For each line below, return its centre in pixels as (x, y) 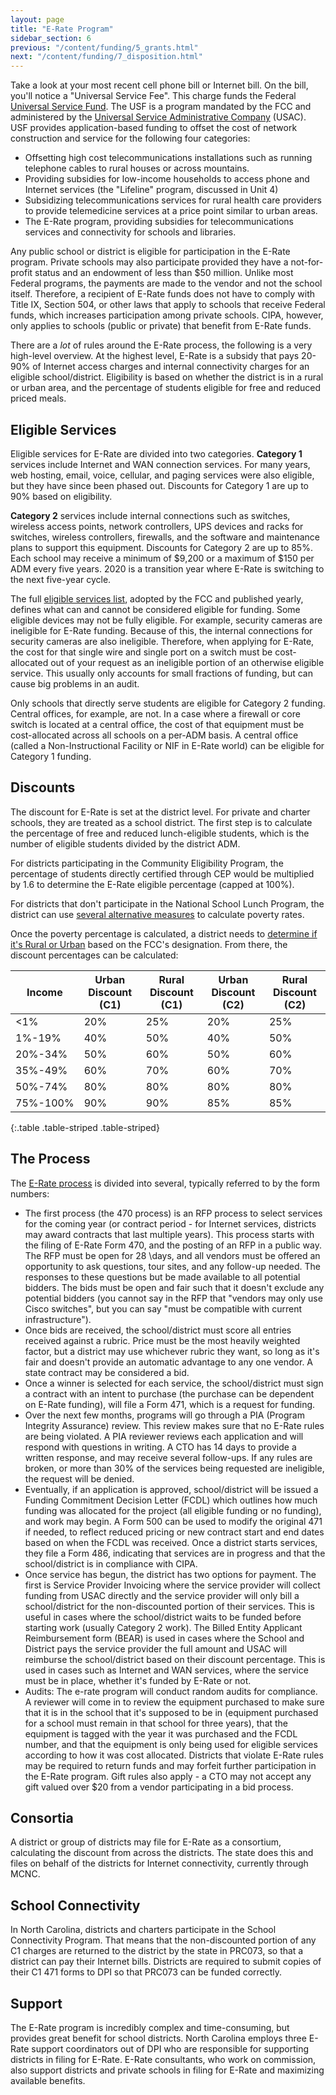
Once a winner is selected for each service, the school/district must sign (174, 1383)
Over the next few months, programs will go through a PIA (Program (164, 1415)
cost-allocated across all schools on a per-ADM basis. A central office (154, 735)
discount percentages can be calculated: (94, 955)
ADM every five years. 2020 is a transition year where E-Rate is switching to (167, 568)
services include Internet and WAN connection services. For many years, (160, 464)
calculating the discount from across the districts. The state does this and (162, 1853)
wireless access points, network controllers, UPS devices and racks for (157, 526)
